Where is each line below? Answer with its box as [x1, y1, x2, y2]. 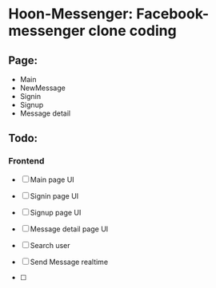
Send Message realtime [30, 257, 109, 266]
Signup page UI [30, 207, 82, 217]
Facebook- [135, 5, 210, 23]
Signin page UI [30, 191, 79, 200]
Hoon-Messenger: [8, 5, 134, 23]
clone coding [88, 22, 178, 40]
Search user [30, 240, 70, 250]
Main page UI [30, 175, 74, 184]
